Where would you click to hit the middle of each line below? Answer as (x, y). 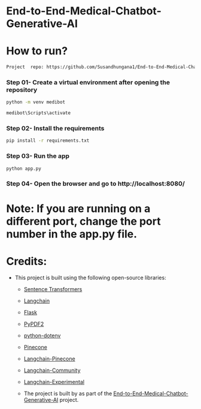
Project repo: (25, 67)
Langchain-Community (52, 370)
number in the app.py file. (72, 234)
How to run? (37, 51)
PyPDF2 (34, 324)
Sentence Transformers (53, 289)
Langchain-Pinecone (50, 359)
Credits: (27, 261)
